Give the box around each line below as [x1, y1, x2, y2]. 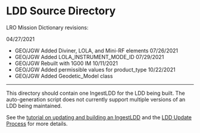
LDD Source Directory [6, 4, 116, 18]
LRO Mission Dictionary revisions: [6, 24, 89, 31]
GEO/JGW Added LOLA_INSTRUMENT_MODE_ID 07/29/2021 [14, 53, 164, 60]
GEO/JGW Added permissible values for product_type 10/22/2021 [14, 66, 176, 73]
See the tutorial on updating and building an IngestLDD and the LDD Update [6, 113, 192, 120]
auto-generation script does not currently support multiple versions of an [6, 95, 186, 103]
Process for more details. [6, 120, 68, 127]
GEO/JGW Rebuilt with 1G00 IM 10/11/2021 [14, 60, 118, 67]
